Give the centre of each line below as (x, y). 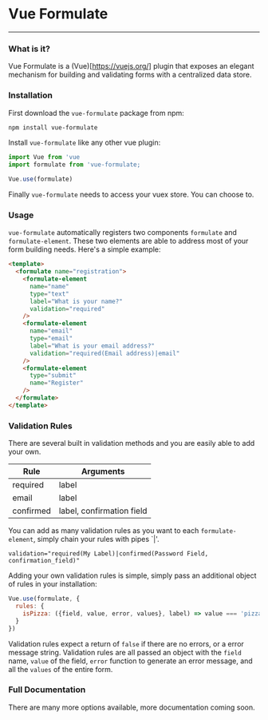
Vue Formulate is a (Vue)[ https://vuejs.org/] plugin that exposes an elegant (131, 66)
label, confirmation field (103, 511)
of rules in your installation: (53, 584)
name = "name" (49, 286)
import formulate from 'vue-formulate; (75, 165)
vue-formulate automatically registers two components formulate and (123, 233)
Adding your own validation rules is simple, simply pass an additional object (132, 575)
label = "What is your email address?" (92, 346)
